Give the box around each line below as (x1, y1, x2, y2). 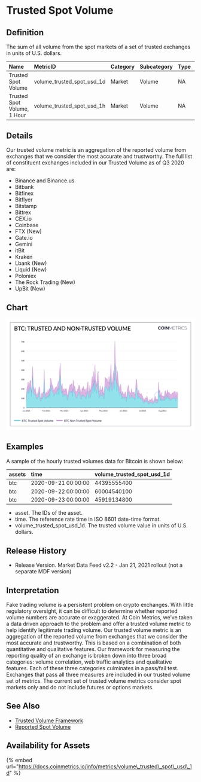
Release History (6, 545, 67, 556)
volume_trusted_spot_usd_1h (33, 102, 106, 109)
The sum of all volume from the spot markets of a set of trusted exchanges (6, 43, 191, 50)
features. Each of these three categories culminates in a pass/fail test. (6, 665, 179, 672)
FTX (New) (14, 228, 42, 235)
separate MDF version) (14, 568, 72, 575)
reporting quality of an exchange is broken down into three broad (6, 652, 167, 659)
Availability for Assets (6, 741, 90, 751)
